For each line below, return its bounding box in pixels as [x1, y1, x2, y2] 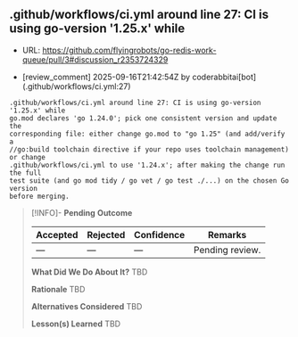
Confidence [133, 228, 186, 241]
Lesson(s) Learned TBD [30, 318, 121, 329]
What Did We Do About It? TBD [30, 267, 148, 277]
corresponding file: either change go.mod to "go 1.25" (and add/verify [9, 129, 286, 138]
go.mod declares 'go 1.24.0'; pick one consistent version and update [9, 113, 277, 123]
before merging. [9, 192, 70, 201]
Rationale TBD [30, 284, 86, 294]
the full [9, 168, 42, 177]
